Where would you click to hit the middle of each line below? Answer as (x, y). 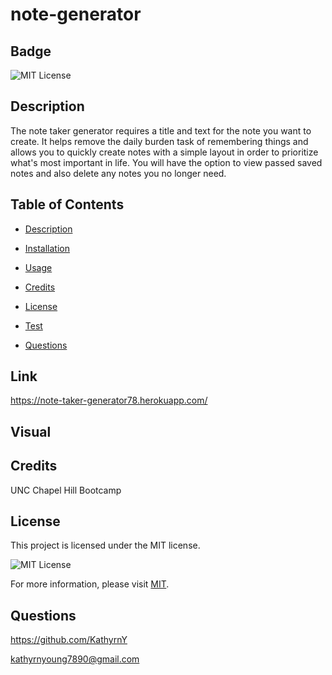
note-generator (76, 14)
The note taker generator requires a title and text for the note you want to (161, 130)
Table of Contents (67, 204)
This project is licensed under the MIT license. (105, 545)
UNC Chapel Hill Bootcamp (66, 490)
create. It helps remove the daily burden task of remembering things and (159, 141)
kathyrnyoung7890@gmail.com (75, 659)
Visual (31, 431)
